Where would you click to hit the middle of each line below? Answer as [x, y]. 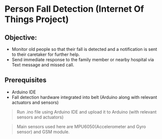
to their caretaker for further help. [46, 54]
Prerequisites [26, 80]
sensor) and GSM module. [43, 132]
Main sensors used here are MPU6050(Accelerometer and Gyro [81, 126]
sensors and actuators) [40, 117]
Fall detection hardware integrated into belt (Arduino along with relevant [84, 97]
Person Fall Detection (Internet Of [74, 9]
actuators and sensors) [35, 102]
